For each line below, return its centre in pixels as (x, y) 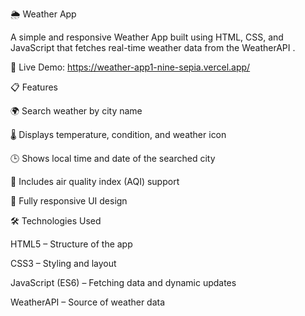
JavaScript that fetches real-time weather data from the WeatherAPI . (153, 47)
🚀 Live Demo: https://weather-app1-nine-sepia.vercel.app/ (130, 67)
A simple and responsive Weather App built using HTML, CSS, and (147, 37)
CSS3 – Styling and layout (63, 263)
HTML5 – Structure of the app (71, 244)
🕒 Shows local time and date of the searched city (113, 158)
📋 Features (34, 87)
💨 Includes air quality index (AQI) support (95, 181)
